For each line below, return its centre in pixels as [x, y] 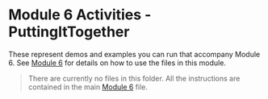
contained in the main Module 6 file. [88, 87]
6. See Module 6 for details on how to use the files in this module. [117, 63]
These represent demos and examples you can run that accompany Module [134, 54]
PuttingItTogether [69, 32]
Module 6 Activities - [80, 15]
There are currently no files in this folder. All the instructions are [134, 78]
